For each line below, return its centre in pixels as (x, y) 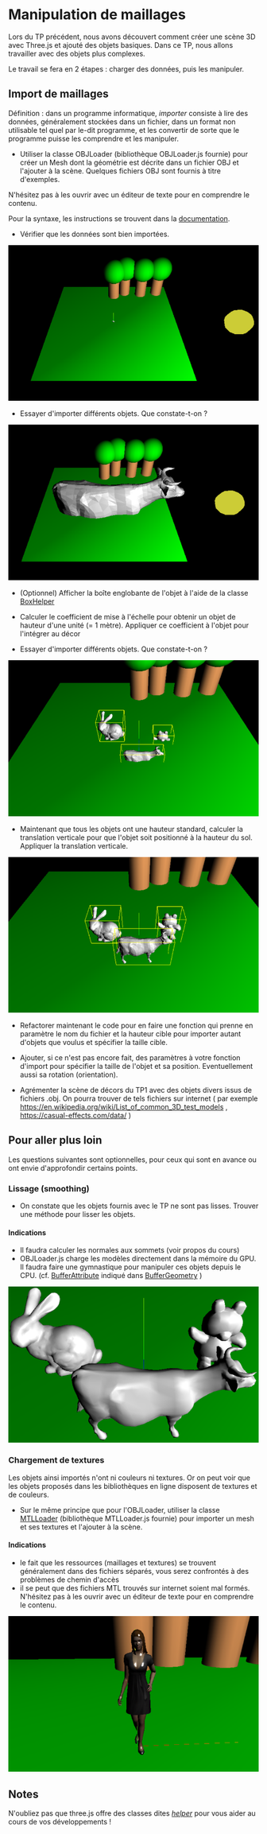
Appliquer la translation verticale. (74, 845)
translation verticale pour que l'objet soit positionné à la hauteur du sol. (136, 837)
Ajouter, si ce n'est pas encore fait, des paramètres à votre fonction (130, 1057)
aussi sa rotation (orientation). (69, 1074)
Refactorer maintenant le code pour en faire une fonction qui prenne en (136, 1025)
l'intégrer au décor (50, 634)
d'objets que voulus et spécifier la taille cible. (94, 1042)
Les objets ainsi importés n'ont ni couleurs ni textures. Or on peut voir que (129, 1478)
